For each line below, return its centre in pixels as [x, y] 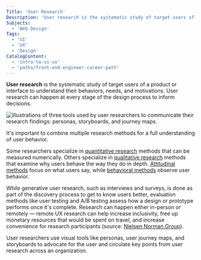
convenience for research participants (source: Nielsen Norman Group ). [95, 226]
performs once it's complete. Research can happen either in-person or [94, 207]
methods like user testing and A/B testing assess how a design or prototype [100, 201]
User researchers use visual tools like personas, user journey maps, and [95, 238]
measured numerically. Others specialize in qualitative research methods [96, 158]
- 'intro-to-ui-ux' [36, 62]
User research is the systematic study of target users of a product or [91, 84]
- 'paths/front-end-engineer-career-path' [65, 67]
